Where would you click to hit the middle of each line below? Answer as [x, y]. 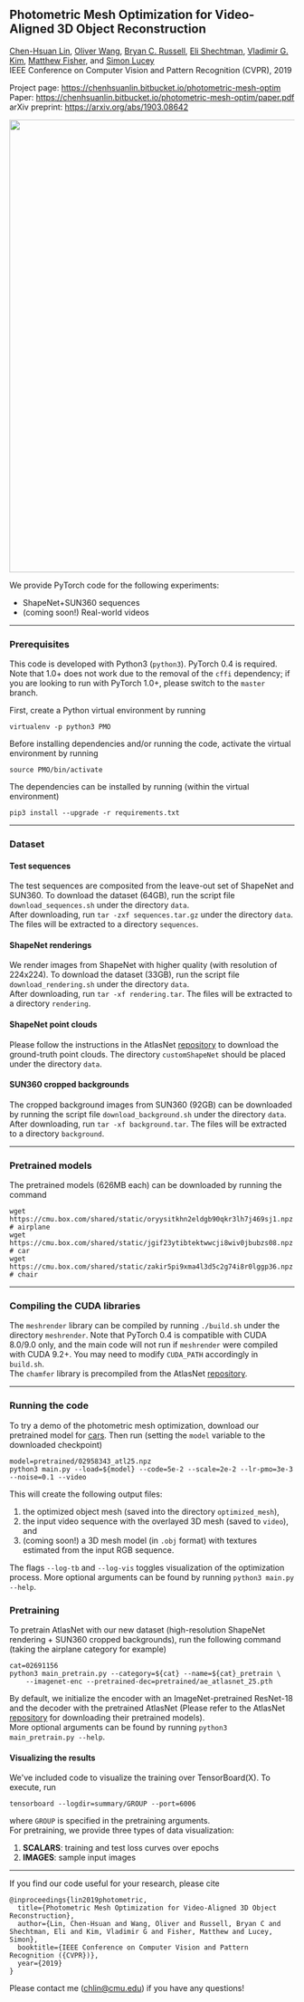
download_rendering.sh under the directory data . [100, 984]
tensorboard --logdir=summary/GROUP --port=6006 [103, 1804]
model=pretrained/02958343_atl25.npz [81, 1461]
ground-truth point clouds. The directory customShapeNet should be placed [148, 1054]
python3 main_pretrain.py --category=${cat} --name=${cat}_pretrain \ [145, 1674]
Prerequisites [39, 644]
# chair [24, 1275]
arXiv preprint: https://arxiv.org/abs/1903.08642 [99, 107]
